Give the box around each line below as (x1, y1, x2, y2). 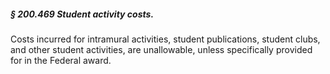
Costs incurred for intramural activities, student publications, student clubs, (10, 33, 321, 45)
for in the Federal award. (10, 54, 112, 66)
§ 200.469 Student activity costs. (10, 8, 155, 20)
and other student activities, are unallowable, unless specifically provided (10, 43, 313, 55)
